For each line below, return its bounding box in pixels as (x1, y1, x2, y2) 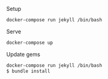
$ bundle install (6, 68, 51, 74)
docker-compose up (6, 39, 53, 46)
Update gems (6, 50, 41, 58)
